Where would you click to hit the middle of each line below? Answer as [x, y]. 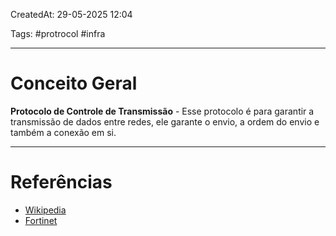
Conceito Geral [74, 83]
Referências [61, 182]
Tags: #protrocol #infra [58, 33]
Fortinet [41, 220]
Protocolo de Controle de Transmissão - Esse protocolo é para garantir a [162, 111]
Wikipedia [45, 210]
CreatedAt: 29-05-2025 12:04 [71, 14]
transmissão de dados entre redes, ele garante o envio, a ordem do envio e [165, 121]
